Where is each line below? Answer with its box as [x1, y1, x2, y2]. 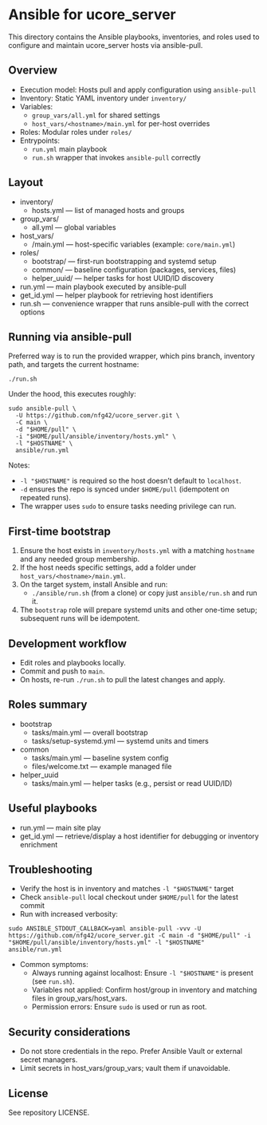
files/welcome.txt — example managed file [31, 761, 173, 771]
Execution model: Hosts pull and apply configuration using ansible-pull [19, 85, 257, 94]
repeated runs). [19, 493, 72, 503]
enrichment [19, 839, 58, 849]
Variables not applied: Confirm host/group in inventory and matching [31, 985, 257, 995]
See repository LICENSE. [8, 1107, 90, 1118]
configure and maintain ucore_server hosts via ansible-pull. [8, 40, 203, 49]
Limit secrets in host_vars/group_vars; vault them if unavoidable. [19, 1064, 231, 1073]
